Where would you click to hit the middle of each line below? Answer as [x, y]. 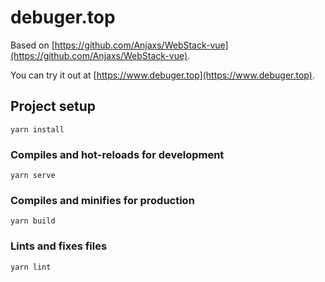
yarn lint [31, 267]
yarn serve [33, 176]
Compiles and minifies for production [102, 200]
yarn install [37, 129]
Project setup [53, 106]
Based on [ [32, 45]
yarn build [33, 221]
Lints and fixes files [59, 246]
